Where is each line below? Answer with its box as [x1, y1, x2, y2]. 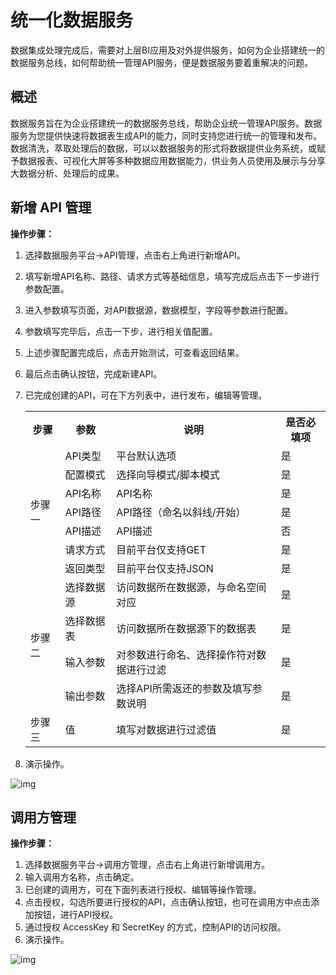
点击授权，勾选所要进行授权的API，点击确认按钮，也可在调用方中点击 [24, 896, 312, 908]
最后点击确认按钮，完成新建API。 [24, 367, 163, 380]
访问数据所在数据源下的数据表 [116, 621, 257, 635]
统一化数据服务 [10, 9, 134, 32]
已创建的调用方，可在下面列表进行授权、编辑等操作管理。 [24, 884, 262, 896]
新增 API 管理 [10, 199, 92, 216]
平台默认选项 [116, 449, 177, 463]
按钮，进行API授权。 [33, 909, 119, 921]
